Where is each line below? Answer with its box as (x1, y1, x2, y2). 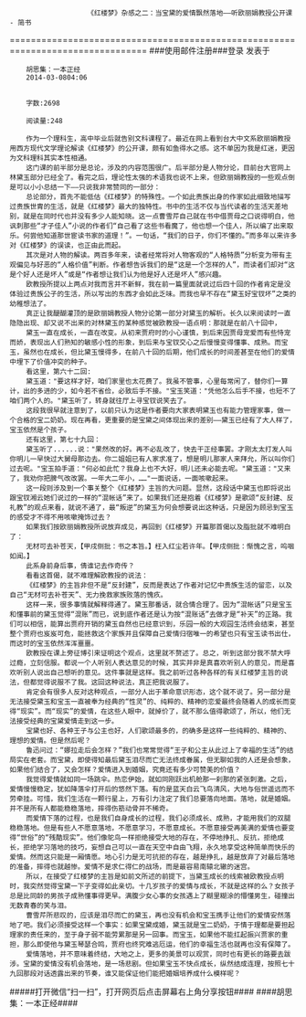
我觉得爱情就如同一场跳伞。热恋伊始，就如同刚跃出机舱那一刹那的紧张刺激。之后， (26, 775, 291, 784)
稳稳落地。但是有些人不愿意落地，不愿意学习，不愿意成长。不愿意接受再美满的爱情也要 (9, 823, 289, 832)
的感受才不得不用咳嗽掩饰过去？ (9, 513, 112, 522)
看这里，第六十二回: (26, 367, 91, 376)
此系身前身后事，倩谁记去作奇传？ (26, 561, 135, 570)
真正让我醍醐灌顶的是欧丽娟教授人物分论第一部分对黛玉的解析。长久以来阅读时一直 (26, 309, 291, 318)
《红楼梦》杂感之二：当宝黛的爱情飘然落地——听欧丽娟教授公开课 (87, 8, 293, 17)
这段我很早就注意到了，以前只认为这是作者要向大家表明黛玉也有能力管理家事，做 (26, 406, 285, 415)
